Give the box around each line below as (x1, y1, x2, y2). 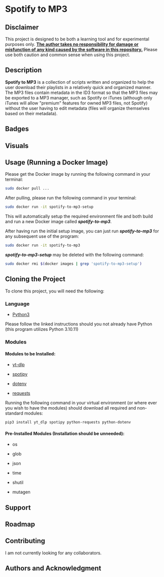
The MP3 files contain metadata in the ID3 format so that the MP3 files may (5, 90, 158, 96)
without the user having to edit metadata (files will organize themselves (5, 105, 150, 111)
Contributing (5, 537, 45, 545)
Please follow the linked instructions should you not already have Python (5, 321, 153, 327)
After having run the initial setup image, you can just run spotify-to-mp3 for (5, 228, 159, 234)
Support (5, 503, 31, 512)
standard (5, 410, 24, 417)
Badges (5, 125, 29, 133)
